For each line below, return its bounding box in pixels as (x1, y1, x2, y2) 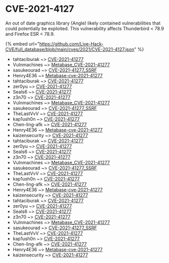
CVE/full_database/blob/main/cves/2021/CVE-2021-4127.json (5, 46, 135, 52)
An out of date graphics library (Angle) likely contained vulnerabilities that (5, 20, 161, 26)
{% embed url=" (5, 40, 40, 47)
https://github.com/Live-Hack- (39, 40, 104, 47)
